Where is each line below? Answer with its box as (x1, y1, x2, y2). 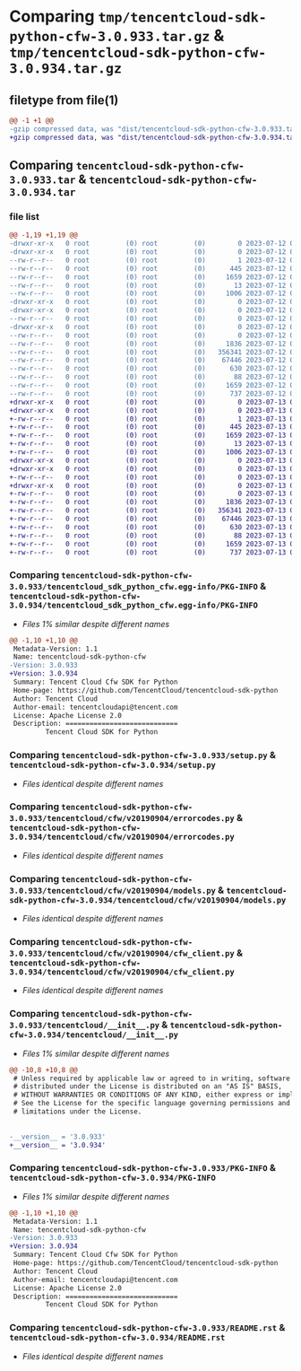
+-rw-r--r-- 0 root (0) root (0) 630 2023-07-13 (9, 522, 287, 531)
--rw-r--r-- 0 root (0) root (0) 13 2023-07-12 (9, 281, 287, 290)
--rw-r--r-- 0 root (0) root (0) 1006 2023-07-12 (9, 289, 287, 298)
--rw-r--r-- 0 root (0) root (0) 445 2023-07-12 (9, 264, 287, 273)
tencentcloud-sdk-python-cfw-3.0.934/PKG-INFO (9, 1173, 217, 1183)
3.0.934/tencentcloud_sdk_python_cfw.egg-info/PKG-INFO (9, 600, 258, 611)
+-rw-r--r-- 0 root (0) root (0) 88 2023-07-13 (9, 531, 287, 540)
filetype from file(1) (9, 92, 119, 108)
